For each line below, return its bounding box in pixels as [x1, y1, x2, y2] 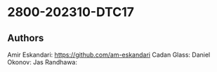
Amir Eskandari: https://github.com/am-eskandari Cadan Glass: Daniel [7, 50, 211, 59]
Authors [7, 32, 44, 44]
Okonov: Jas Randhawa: [7, 58, 78, 66]
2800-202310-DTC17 [7, 4, 135, 20]
